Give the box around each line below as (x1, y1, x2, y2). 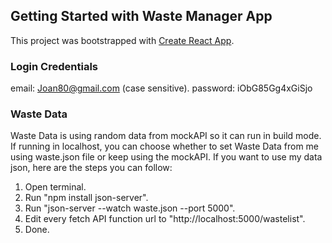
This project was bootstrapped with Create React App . (10, 34, 235, 46)
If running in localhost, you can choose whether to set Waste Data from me (10, 140, 320, 153)
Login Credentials (10, 59, 98, 73)
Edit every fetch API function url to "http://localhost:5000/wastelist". (24, 213, 306, 225)
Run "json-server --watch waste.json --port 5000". (24, 202, 236, 214)
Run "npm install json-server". (24, 192, 149, 204)
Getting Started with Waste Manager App (10, 8, 273, 25)
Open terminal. (24, 181, 87, 193)
